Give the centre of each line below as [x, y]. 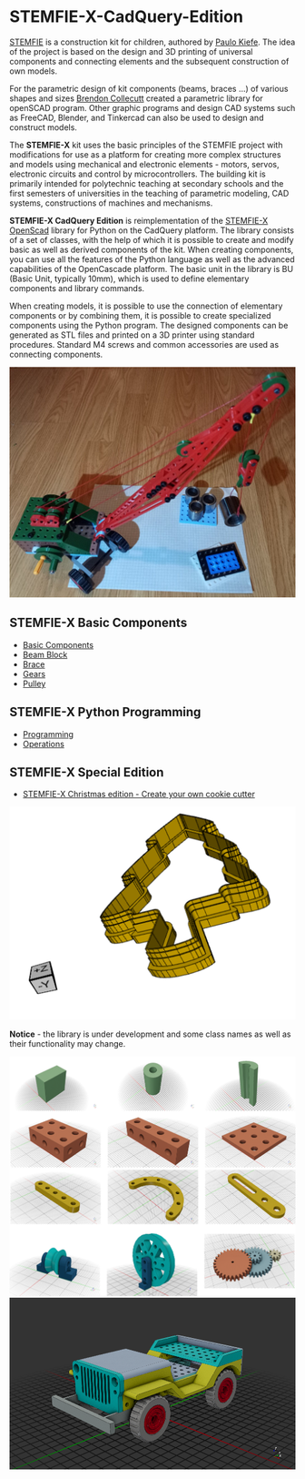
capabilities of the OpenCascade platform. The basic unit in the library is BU [151, 268]
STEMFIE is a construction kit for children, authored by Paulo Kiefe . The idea [152, 42]
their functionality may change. [68, 1043]
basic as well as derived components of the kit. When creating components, [152, 249]
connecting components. [56, 354]
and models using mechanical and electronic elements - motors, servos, [144, 164]
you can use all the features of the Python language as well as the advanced [152, 259]
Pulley [34, 684]
